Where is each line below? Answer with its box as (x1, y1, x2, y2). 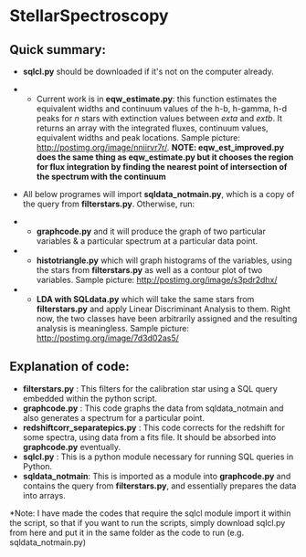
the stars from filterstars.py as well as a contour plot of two (36, 265, 263, 275)
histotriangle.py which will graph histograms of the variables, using (36, 255, 292, 266)
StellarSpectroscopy (9, 5, 169, 26)
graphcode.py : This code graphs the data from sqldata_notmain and (22, 403, 284, 414)
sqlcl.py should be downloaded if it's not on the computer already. (22, 66, 274, 77)
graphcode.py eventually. (22, 441, 121, 452)
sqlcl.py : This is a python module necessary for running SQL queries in (22, 451, 294, 462)
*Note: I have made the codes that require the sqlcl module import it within (9, 508, 291, 519)
